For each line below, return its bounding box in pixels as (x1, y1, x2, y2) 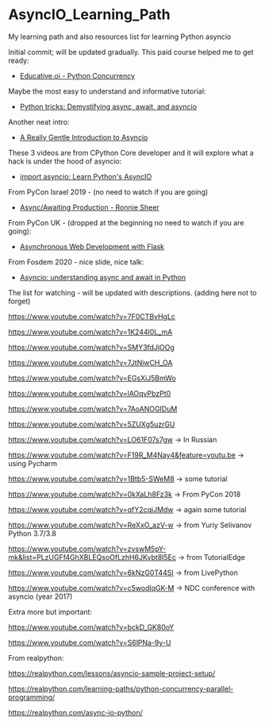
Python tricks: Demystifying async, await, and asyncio (19, 102, 197, 111)
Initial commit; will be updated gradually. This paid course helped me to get (8, 47, 254, 56)
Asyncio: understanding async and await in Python (19, 272, 186, 282)
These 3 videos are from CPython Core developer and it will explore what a (8, 148, 254, 157)
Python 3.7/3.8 (8, 528, 57, 538)
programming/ (8, 692, 56, 702)
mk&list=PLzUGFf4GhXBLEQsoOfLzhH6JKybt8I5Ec (8, 552, 177, 561)
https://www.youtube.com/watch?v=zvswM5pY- (8, 544, 167, 553)
